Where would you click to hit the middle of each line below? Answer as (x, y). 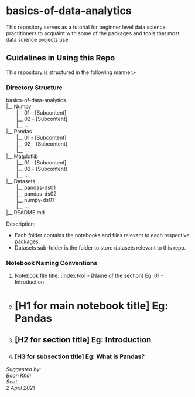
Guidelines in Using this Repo (61, 58)
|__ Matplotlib (22, 156)
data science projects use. (38, 39)
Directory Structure (34, 88)
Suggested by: (24, 369)
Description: (21, 224)
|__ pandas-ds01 (36, 188)
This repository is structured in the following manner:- (71, 72)
